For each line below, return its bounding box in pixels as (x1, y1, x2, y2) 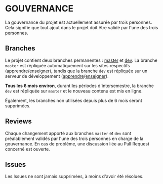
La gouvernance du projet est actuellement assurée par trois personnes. (5, 19, 152, 25)
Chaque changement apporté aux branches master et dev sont (5, 130, 132, 136)
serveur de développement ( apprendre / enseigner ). (5, 73, 109, 79)
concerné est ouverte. (5, 146, 50, 152)
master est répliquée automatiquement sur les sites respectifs (5, 62, 130, 68)
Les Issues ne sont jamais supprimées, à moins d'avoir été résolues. (5, 174, 144, 180)
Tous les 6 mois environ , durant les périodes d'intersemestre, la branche (5, 83, 154, 89)
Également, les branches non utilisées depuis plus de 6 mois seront (5, 97, 142, 103)
